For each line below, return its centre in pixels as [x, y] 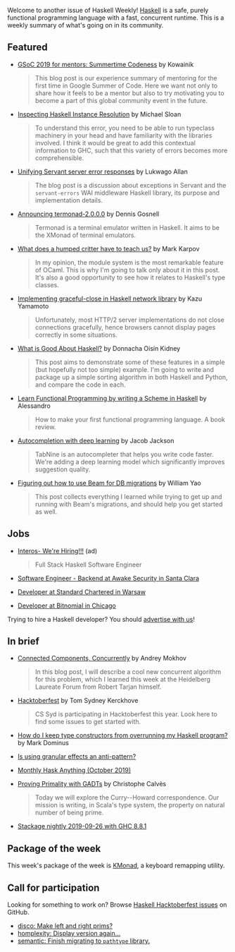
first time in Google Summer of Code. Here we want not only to [126, 85]
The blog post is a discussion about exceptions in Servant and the [131, 185]
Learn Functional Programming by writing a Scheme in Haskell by [112, 398]
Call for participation [53, 887]
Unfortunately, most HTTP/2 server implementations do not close [130, 320]
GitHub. [18, 912]
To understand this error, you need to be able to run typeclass [125, 128]
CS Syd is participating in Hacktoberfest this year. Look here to [126, 714]
